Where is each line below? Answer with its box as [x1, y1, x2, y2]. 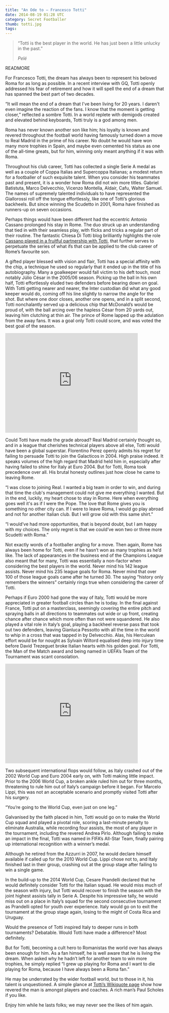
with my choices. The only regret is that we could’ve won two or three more [5, 526, 162, 533]
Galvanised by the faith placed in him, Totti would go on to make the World [5, 814, 160, 820]
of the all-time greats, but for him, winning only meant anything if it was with [5, 148, 164, 154]
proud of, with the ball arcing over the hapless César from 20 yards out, [5, 307, 154, 313]
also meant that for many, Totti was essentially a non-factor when [5, 558, 141, 564]
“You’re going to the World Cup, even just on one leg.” [5, 804, 118, 811]
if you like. [5, 992, 27, 998]
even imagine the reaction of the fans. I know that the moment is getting [5, 106, 155, 112]
